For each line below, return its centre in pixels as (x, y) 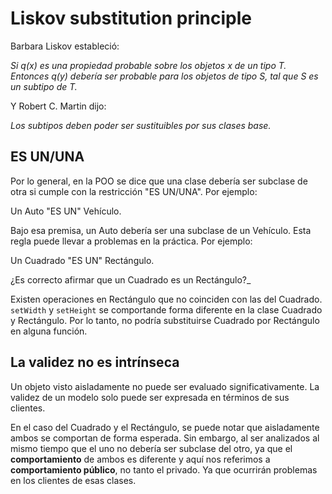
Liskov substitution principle (131, 18)
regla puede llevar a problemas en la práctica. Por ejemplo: (131, 241)
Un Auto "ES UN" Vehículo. (66, 211)
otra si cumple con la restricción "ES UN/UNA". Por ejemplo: (134, 191)
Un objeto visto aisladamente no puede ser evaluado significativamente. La (165, 386)
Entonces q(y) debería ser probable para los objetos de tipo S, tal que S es (164, 76)
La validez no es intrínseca (95, 362)
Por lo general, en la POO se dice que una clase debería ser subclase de (159, 181)
